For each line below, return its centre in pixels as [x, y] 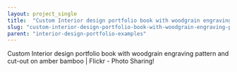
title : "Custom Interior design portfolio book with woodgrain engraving [120, 20]
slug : [15, 27]
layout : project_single [42, 14]
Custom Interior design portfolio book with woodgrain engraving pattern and [118, 54]
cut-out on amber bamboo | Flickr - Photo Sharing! [81, 61]
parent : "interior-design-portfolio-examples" [77, 34]
